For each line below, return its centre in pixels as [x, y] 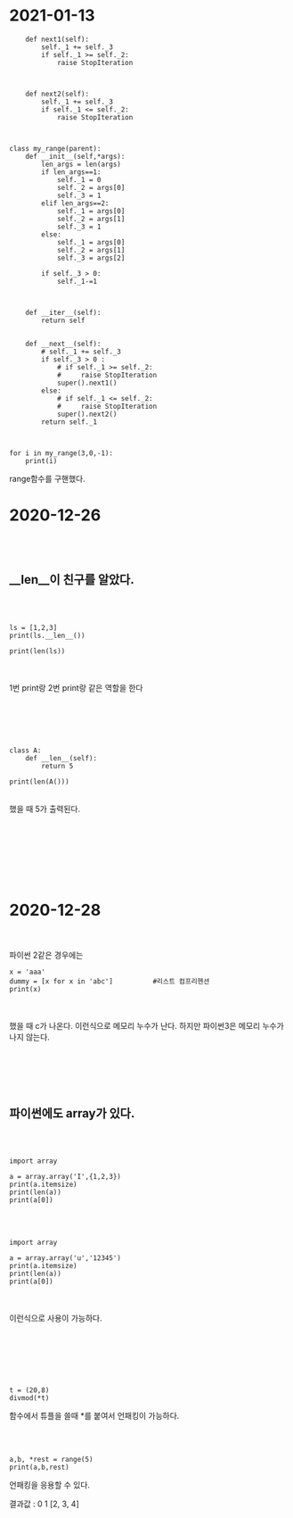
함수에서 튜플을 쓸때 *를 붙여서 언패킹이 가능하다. [94, 1416]
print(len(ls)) [37, 651]
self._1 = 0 [79, 179]
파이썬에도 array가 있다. [72, 1113]
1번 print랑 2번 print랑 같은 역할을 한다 [76, 687]
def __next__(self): [63, 344]
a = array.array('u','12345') [65, 1258]
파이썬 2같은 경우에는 [46, 955]
